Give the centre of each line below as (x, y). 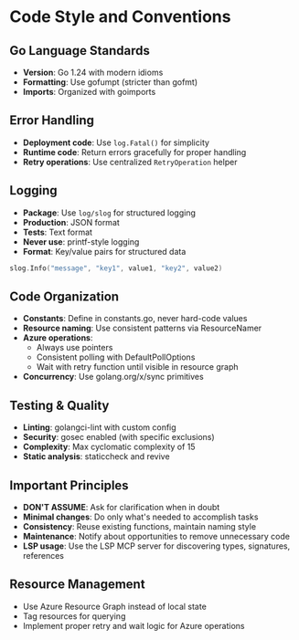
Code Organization (64, 296)
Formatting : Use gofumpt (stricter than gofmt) (110, 82)
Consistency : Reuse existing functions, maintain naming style (139, 526)
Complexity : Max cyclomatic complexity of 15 (109, 447)
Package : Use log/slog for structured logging (109, 213)
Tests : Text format (58, 232)
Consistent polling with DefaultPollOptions (116, 357)
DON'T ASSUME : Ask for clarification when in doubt (121, 507)
